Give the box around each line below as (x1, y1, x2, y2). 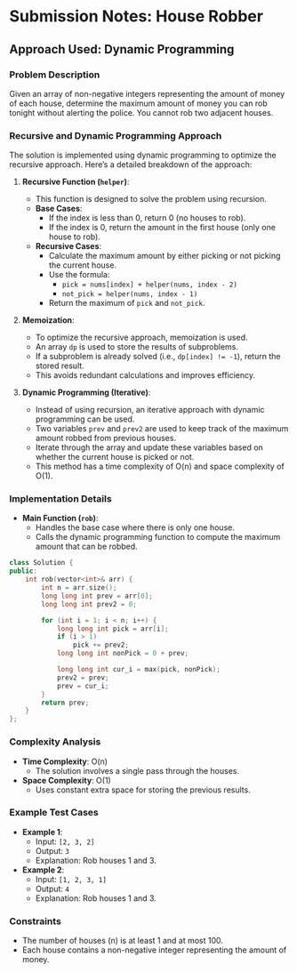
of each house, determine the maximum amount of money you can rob (9, 98, 269, 109)
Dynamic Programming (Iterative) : (21, 387, 151, 398)
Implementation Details (9, 493, 113, 505)
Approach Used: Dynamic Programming (9, 42, 235, 57)
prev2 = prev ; (56, 673, 109, 682)
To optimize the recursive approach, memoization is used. (35, 332, 248, 343)
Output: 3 (35, 845, 69, 856)
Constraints (9, 914, 62, 927)
